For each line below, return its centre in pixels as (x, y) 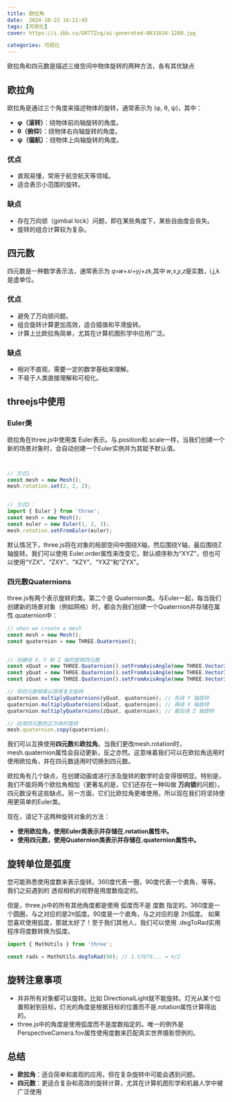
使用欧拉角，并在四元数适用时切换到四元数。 (71, 761)
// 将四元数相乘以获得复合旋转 (46, 692)
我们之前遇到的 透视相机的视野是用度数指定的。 (75, 891)
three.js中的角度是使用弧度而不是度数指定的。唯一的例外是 (100, 1024)
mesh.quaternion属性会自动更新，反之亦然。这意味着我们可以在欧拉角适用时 (116, 752)
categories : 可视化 (33, 46)
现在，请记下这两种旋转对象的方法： (59, 817)
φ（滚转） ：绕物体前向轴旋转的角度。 (69, 123)
